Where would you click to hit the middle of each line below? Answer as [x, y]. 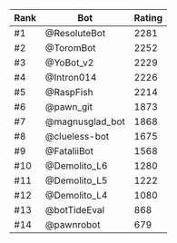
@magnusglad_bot [85, 121]
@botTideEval [75, 210]
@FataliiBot [69, 151]
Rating [148, 18]
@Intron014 [71, 78]
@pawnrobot [73, 224]
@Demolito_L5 [76, 180]
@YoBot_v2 [69, 63]
